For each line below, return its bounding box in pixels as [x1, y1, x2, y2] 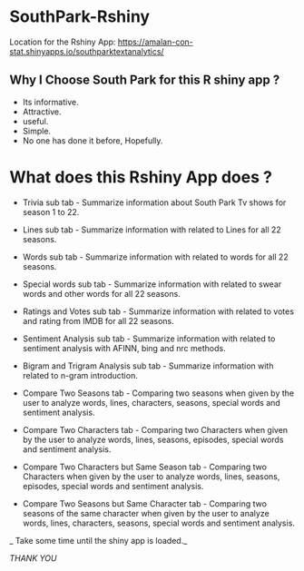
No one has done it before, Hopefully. [22, 134, 163, 146]
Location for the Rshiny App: [9, 36, 116, 47]
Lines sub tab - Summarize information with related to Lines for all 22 [22, 224, 281, 235]
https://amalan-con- [117, 36, 193, 47]
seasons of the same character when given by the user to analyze [22, 507, 270, 518]
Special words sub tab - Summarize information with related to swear [22, 279, 282, 290]
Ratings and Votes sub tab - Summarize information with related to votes [22, 306, 295, 317]
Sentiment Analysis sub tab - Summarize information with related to [22, 333, 276, 344]
